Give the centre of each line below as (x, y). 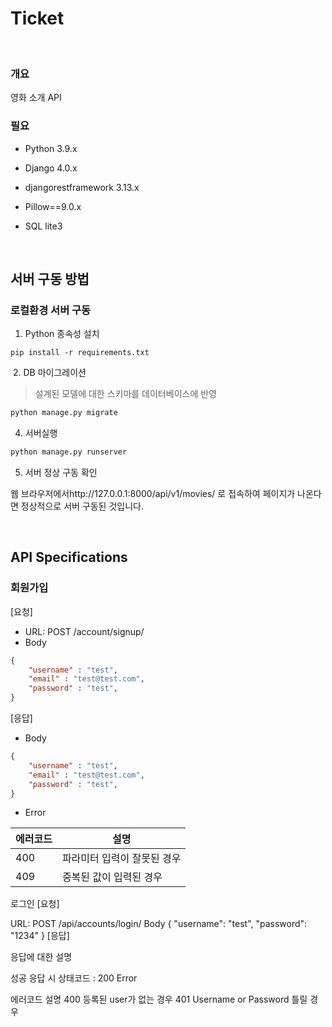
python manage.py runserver (69, 452)
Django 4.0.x (51, 168)
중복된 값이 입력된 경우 (112, 877)
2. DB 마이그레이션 (49, 373)
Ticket (37, 18)
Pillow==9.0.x (53, 206)
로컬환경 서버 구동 (51, 310)
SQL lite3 (43, 226)
